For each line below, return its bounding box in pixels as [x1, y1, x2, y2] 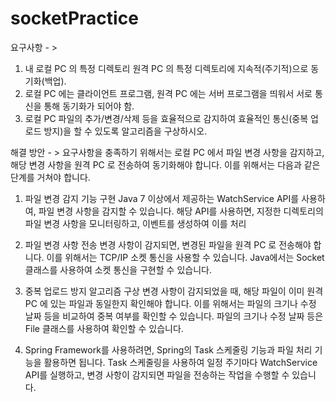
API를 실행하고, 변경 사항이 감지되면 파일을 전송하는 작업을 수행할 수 [24, 368, 290, 381]
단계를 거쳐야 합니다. [10, 171, 91, 183]
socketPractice [10, 7, 139, 30]
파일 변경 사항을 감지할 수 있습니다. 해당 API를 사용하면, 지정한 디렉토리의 [38, 205, 324, 217]
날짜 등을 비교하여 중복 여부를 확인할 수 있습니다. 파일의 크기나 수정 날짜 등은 [24, 310, 324, 322]
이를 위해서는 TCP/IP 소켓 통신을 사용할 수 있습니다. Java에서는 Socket [46, 251, 325, 263]
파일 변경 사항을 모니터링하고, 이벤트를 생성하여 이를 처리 [24, 217, 247, 229]
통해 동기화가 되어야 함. [43, 100, 135, 112]
